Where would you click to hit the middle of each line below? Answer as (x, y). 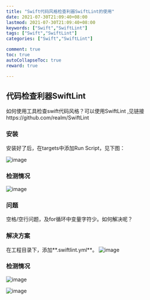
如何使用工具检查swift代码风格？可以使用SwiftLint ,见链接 (75, 111)
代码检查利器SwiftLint (46, 96)
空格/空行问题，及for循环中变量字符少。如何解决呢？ (69, 219)
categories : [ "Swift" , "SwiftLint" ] (50, 39)
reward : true (22, 66)
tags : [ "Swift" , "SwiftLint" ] (42, 33)
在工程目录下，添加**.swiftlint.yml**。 (52, 250)
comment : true (23, 50)
